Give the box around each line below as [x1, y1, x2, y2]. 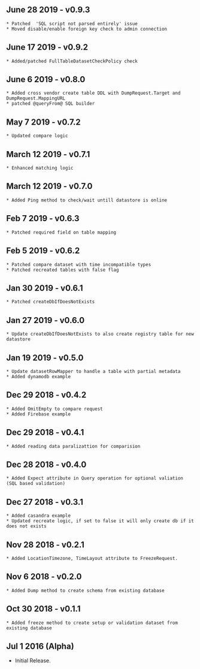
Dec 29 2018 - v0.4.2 [6, 390, 87, 400]
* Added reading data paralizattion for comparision [6, 443, 141, 449]
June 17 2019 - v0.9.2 [6, 42, 89, 53]
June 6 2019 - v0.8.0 [6, 74, 86, 85]
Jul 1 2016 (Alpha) [6, 641, 74, 652]
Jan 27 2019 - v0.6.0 [6, 315, 85, 326]
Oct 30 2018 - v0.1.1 [6, 604, 81, 614]
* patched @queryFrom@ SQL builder [6, 101, 95, 107]
